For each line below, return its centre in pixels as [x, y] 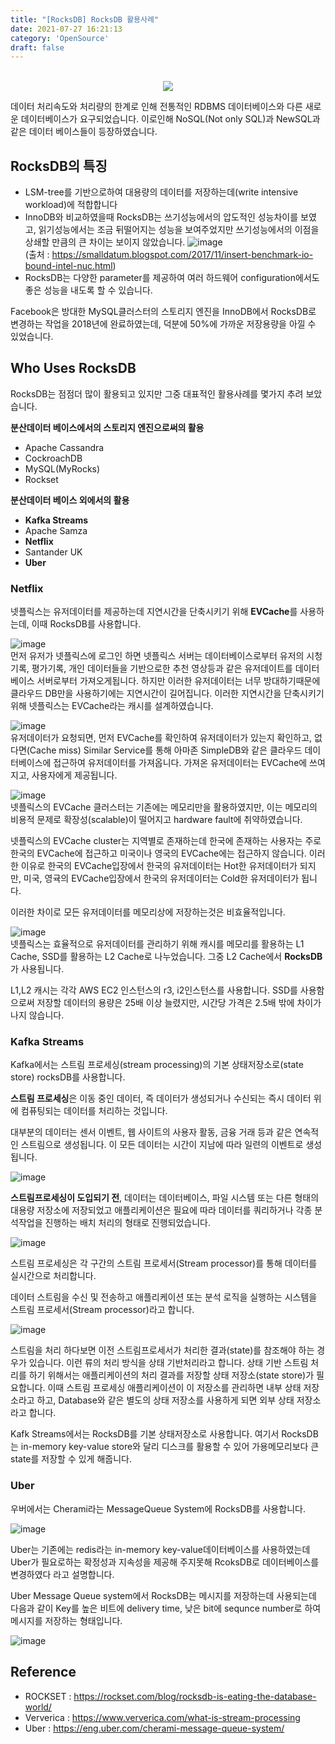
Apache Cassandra [64, 447]
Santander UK [53, 552]
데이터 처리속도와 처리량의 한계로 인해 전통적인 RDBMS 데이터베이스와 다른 [156, 107]
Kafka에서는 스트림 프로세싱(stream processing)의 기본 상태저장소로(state [157, 1065]
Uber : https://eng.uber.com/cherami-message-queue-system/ [154, 1728]
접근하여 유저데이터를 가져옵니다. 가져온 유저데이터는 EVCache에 [180, 763]
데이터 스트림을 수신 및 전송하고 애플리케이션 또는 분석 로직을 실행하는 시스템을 [164, 1297]
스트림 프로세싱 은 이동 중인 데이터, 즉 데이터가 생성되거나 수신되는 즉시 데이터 [161, 1098]
